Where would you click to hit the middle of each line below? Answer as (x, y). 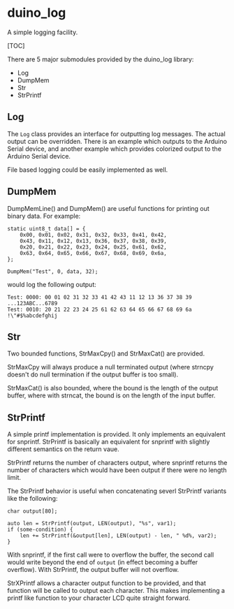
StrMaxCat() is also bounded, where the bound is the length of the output (113, 388)
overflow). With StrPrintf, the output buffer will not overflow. (93, 570)
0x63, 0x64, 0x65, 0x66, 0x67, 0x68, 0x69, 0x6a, (94, 253)
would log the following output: (52, 284)
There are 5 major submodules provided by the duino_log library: (101, 59)
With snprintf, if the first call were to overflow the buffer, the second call (111, 555)
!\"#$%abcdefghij (32, 316)
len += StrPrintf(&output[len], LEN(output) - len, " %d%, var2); (118, 536)
